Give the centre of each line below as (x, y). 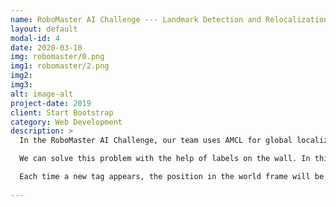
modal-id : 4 (35, 38)
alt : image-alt (42, 94)
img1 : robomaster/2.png (60, 66)
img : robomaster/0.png (57, 57)
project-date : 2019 (51, 103)
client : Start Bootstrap (62, 112)
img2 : (21, 76)
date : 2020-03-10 (46, 47)
